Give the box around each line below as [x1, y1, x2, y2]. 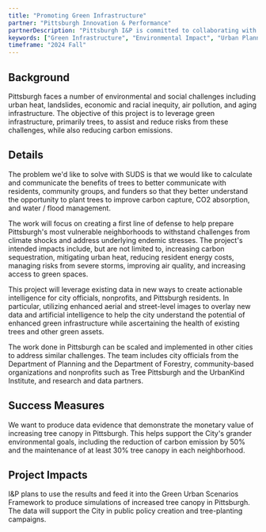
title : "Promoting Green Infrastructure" [8, 11, 147, 20]
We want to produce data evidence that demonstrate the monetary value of [8, 420, 254, 430]
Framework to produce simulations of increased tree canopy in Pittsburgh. [8, 498, 251, 507]
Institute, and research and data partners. [8, 376, 144, 385]
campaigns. [8, 515, 47, 524]
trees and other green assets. [8, 326, 104, 336]
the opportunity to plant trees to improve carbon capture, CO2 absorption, [8, 195, 250, 204]
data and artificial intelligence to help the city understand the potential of [8, 310, 245, 319]
